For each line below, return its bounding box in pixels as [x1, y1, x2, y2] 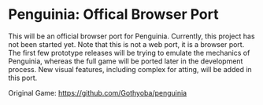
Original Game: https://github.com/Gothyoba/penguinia [8, 88, 187, 97]
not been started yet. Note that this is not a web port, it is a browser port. [8, 39, 245, 49]
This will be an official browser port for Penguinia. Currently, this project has [8, 31, 255, 41]
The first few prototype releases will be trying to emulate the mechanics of [8, 48, 250, 57]
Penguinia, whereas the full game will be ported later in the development [8, 56, 243, 66]
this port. [8, 73, 38, 82]
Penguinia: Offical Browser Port [8, 5, 219, 24]
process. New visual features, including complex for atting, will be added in [8, 64, 252, 74]
